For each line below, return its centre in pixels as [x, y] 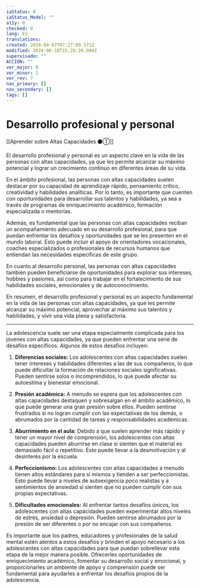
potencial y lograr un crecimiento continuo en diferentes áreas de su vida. [97, 168]
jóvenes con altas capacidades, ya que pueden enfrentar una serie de [92, 339]
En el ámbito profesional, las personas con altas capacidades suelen [90, 179]
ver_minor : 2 [22, 73]
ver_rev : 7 [20, 78]
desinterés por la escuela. [46, 456]
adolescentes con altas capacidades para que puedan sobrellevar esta [93, 548]
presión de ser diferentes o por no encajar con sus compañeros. [93, 524]
